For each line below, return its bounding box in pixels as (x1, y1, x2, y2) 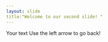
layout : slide (6, 8, 41, 14)
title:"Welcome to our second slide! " (6, 14, 103, 20)
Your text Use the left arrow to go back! (6, 29, 101, 36)
